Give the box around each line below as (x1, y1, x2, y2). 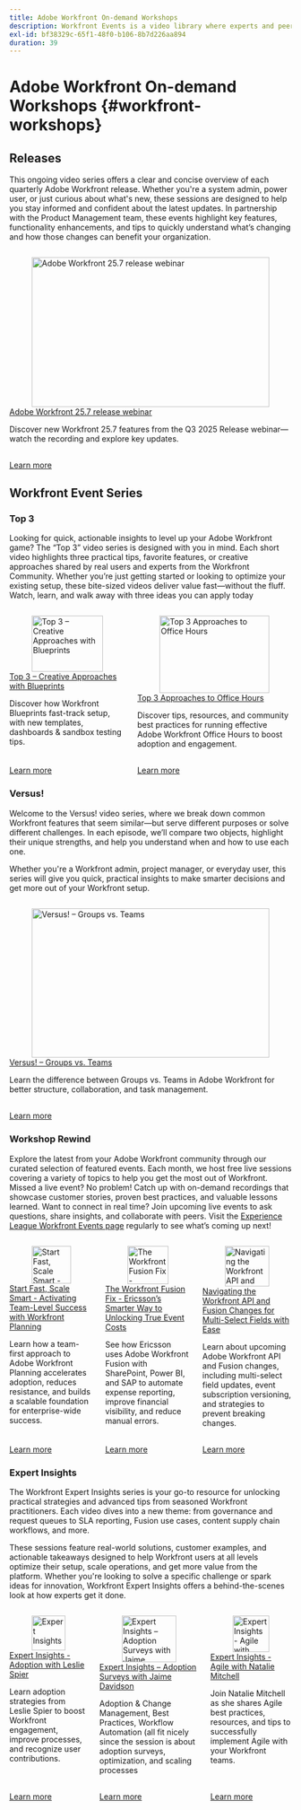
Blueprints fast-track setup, (9, 708, 110, 719)
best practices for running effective (137, 720, 268, 730)
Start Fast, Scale (9, 1282, 70, 1293)
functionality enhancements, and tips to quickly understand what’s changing (9, 222, 291, 233)
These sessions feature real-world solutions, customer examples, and (9, 1543, 267, 1553)
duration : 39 (9, 38, 58, 48)
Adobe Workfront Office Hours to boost (137, 729, 283, 740)
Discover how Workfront (9, 698, 99, 709)
